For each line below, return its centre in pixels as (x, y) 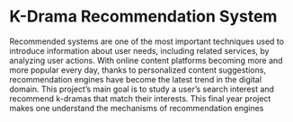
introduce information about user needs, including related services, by (139, 50)
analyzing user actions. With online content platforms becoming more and (146, 60)
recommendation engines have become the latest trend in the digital (136, 79)
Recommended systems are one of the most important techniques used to (147, 41)
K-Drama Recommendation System (143, 17)
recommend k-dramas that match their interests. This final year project (140, 98)
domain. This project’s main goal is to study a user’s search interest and (142, 89)
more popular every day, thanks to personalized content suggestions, (138, 70)
